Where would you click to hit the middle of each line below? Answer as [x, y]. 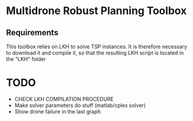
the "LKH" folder [26, 59]
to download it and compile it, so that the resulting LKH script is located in [95, 53]
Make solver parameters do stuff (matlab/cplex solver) [80, 105]
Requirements [32, 33]
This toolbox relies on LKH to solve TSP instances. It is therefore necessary [96, 46]
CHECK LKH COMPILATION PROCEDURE [64, 99]
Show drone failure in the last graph [58, 111]
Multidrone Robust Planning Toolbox [96, 11]
